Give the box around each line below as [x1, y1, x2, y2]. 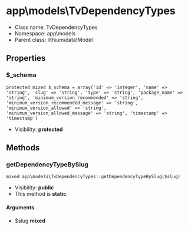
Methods [6, 143, 40, 153]
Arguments [6, 203, 35, 211]
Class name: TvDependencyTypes [14, 24, 98, 31]
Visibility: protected [14, 126, 63, 133]
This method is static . [14, 190, 68, 198]
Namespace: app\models [14, 29, 76, 37]
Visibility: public [14, 184, 54, 191]
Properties [6, 53, 46, 63]
